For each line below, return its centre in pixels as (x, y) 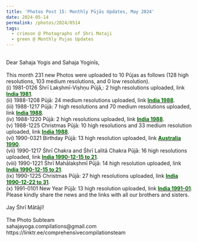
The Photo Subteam (30, 220)
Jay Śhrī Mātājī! (25, 207)
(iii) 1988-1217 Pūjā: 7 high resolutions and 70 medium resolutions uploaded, (99, 106)
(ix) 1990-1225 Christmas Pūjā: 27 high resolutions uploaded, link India (92, 176)
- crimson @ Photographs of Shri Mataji (62, 34)
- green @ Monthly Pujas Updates (53, 39)
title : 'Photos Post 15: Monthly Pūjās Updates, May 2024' (80, 12)
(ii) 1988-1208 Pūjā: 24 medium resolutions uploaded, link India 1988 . (91, 100)
